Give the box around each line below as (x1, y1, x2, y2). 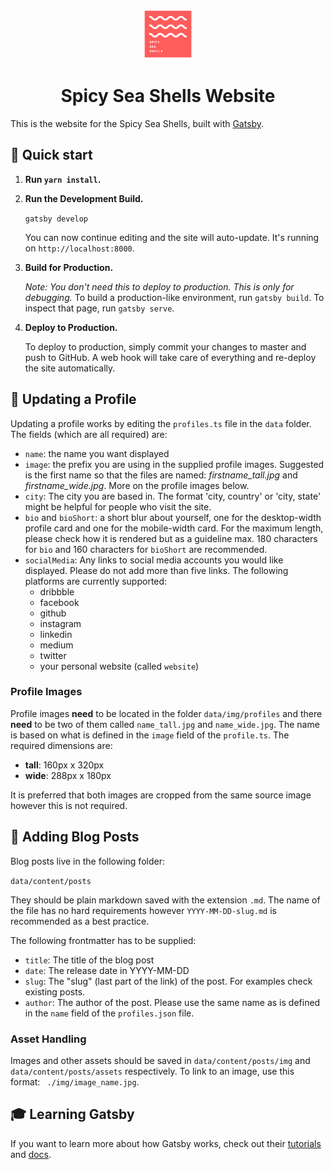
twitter (39, 649, 67, 661)
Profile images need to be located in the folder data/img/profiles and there (10, 707, 323, 719)
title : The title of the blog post (24, 954, 155, 966)
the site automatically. (24, 362, 116, 374)
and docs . (10, 1148, 52, 1160)
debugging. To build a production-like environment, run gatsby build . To (24, 291, 325, 303)
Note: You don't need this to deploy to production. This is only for (24, 280, 295, 293)
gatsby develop (24, 214, 89, 224)
